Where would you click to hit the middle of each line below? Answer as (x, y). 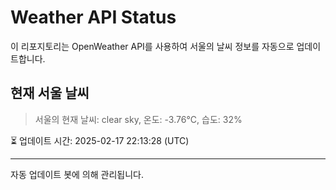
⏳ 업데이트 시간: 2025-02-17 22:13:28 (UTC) (100, 140)
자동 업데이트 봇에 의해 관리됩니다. (77, 174)
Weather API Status (93, 17)
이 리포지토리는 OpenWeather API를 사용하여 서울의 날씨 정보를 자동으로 (152, 46)
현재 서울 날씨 (50, 93)
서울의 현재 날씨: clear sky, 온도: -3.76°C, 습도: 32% (138, 119)
